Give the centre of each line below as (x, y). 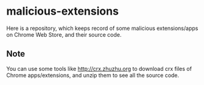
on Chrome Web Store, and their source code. (64, 34)
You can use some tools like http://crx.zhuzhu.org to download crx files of (99, 68)
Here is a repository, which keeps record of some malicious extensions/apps (102, 28)
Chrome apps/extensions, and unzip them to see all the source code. (93, 75)
